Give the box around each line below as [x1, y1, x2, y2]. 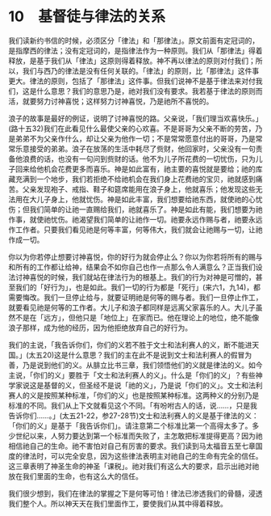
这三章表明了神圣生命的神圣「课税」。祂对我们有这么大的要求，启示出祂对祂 [8, 461, 260, 471]
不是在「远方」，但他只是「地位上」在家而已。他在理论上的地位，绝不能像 [15, 312, 260, 322]
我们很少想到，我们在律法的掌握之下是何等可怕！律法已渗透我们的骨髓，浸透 [8, 489, 263, 498]
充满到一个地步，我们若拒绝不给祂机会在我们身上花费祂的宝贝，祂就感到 [15, 174, 256, 184]
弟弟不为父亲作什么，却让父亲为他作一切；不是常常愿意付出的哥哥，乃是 [15, 133, 256, 143]
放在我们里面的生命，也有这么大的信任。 [8, 471, 143, 481]
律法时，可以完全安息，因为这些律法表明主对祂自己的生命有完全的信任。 [22, 450, 263, 461]
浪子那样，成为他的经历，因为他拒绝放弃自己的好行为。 [8, 323, 192, 332]
